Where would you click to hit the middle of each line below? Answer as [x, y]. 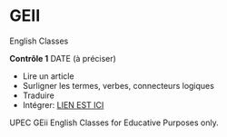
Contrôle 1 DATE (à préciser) [63, 58]
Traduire [38, 95]
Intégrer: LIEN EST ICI [63, 104]
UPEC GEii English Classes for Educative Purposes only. [114, 122]
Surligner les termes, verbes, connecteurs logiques [118, 85]
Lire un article [48, 76]
